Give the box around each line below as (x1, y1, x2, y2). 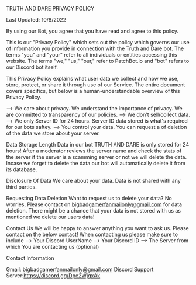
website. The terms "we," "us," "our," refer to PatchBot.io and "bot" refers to (6, 58, 190, 64)
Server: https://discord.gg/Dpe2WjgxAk (6, 272, 101, 279)
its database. (6, 166, 37, 173)
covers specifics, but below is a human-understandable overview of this (6, 88, 180, 94)
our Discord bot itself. (6, 64, 59, 71)
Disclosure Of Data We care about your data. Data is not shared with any (6, 178, 181, 184)
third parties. (6, 183, 37, 190)
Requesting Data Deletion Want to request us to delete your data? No (6, 195, 173, 201)
